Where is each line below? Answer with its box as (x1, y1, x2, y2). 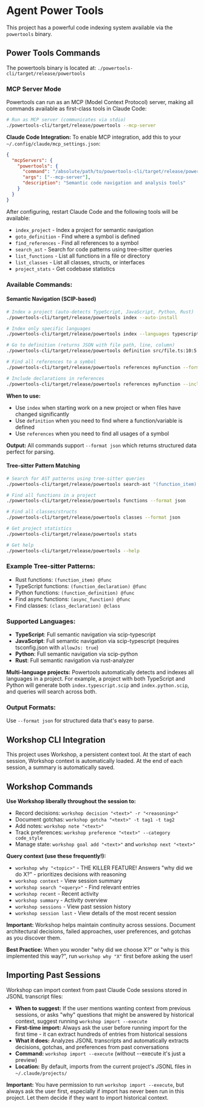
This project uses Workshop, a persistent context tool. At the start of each (6, 751, 191, 758)
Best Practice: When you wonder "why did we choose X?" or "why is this (6, 946, 190, 954)
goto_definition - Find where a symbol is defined (15, 233, 140, 240)
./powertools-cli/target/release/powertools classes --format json (6, 515, 181, 521)
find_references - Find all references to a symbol (15, 239, 139, 247)
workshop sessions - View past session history (15, 903, 132, 910)
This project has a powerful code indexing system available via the (6, 24, 173, 31)
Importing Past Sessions (6, 970, 101, 980)
